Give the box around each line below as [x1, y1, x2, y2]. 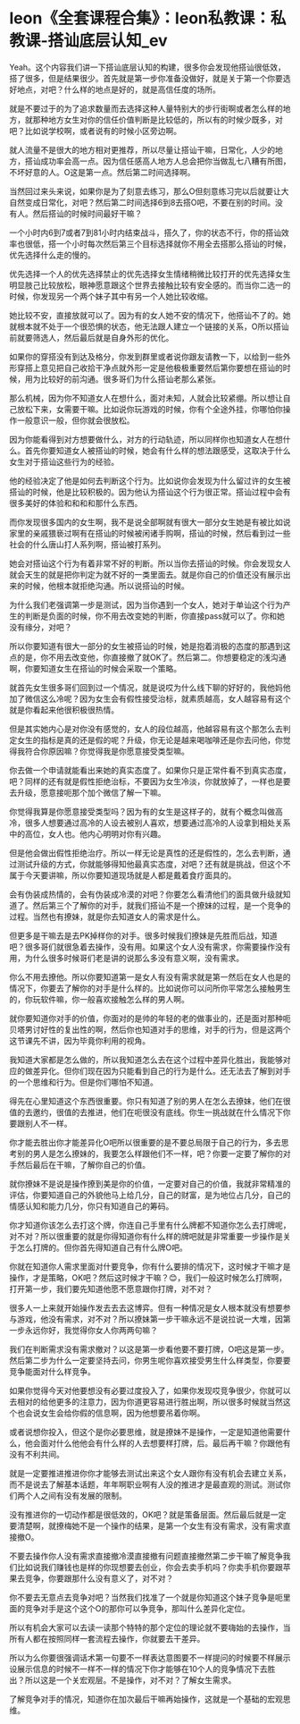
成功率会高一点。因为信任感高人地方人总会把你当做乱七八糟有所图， [39, 156, 291, 166]
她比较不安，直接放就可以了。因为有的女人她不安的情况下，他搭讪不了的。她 [9, 309, 291, 320]
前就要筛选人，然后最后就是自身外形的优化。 [9, 332, 174, 342]
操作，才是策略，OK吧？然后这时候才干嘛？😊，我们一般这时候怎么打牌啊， [9, 1272, 287, 1283]
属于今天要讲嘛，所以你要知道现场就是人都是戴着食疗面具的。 [9, 869, 237, 881]
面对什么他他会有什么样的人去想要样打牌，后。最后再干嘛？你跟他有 [39, 1437, 291, 1449]
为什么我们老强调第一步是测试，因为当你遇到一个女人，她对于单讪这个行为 [9, 599, 283, 610]
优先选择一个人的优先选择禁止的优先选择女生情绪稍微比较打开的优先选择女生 [9, 268, 291, 279]
